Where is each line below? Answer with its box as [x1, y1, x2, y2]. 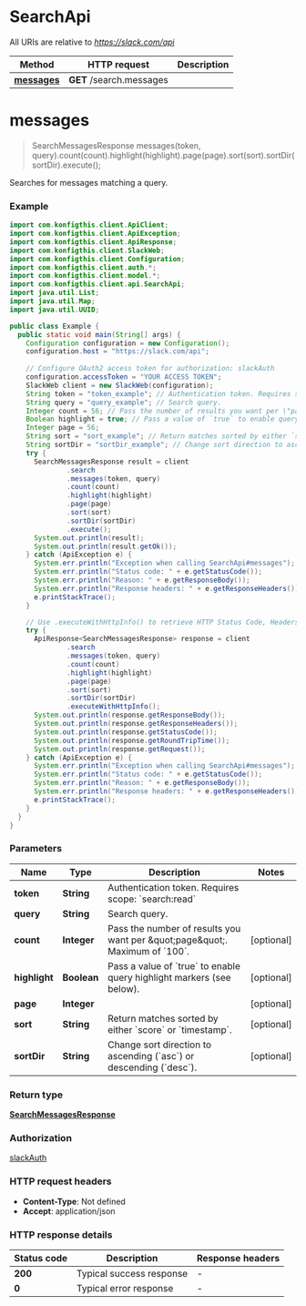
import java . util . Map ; [9, 297, 96, 306]
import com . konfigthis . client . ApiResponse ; [9, 237, 178, 247]
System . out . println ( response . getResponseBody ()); [33, 710, 226, 720]
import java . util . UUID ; [9, 305, 100, 314]
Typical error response [76, 1281, 174, 1294]
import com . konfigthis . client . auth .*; [9, 262, 157, 272]
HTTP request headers [9, 1175, 112, 1188]
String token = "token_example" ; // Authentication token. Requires [25, 389, 291, 398]
